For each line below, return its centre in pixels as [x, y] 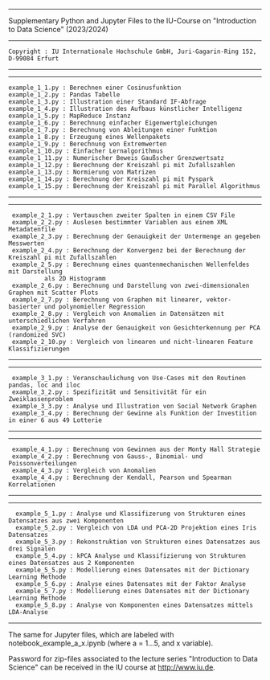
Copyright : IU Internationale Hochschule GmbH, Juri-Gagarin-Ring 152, [133, 51]
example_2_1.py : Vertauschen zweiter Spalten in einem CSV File [123, 215]
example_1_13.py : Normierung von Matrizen [82, 172]
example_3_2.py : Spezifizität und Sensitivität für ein [109, 392]
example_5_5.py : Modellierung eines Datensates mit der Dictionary [133, 570]
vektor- [219, 300]
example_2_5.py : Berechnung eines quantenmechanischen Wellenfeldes [131, 264]
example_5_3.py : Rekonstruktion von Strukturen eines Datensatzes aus [138, 542]
